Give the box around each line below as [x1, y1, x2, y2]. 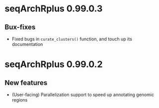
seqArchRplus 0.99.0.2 [4, 59, 103, 70]
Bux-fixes [4, 23, 36, 31]
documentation [11, 41, 43, 47]
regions [11, 97, 28, 103]
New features [4, 78, 48, 87]
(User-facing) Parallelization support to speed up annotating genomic [11, 92, 155, 98]
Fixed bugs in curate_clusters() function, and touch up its [11, 36, 132, 42]
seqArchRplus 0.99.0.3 [4, 3, 103, 14]
